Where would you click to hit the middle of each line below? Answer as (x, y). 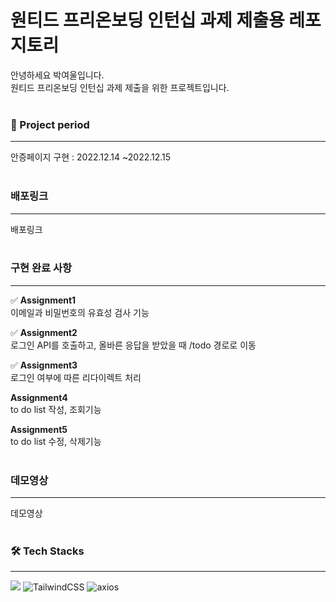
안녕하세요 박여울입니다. (57, 75)
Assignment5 (39, 429)
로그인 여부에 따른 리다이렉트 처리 (76, 377)
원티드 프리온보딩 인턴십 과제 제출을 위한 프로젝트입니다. (120, 87)
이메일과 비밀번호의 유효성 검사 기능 (80, 312)
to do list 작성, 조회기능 (56, 409)
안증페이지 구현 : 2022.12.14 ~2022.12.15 (91, 157)
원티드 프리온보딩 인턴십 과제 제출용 (147, 20)
